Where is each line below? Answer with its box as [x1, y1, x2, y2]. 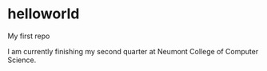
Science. [7, 55, 37, 65]
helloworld [7, 5, 80, 23]
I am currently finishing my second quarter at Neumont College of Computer [7, 46, 259, 56]
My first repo [7, 31, 50, 41]
